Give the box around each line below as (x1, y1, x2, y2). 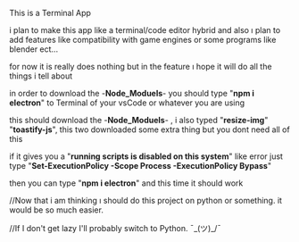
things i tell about (9, 71, 73, 81)
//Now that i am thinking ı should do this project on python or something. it (9, 196, 283, 205)
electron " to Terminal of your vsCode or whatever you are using (9, 97, 245, 108)
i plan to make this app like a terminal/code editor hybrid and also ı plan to (9, 25, 281, 35)
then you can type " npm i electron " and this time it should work (9, 178, 244, 188)
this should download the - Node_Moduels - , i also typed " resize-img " (9, 115, 269, 125)
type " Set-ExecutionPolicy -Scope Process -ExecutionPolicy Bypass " (9, 161, 272, 171)
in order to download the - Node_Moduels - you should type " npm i (9, 88, 254, 98)
